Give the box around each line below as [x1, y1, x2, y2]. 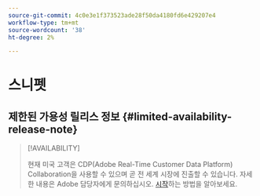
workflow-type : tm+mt [8, 19, 79, 27]
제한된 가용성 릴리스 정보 [8, 110, 120, 123]
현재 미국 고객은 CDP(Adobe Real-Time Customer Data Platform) [27, 160, 233, 169]
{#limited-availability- [122, 110, 233, 123]
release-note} [8, 122, 79, 136]
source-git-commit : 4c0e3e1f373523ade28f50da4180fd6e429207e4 [8, 11, 216, 20]
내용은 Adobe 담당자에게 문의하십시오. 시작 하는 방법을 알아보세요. [35, 180, 238, 189]
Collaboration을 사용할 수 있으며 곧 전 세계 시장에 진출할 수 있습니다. [27, 169, 238, 179]
